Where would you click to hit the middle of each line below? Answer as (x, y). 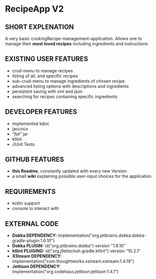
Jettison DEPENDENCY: (36, 266)
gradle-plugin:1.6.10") (33, 241)
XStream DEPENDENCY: (37, 256)
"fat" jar (20, 134)
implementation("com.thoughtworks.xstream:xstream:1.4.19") (73, 262)
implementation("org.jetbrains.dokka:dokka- (102, 235)
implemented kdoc (31, 123)
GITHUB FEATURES (35, 160)
